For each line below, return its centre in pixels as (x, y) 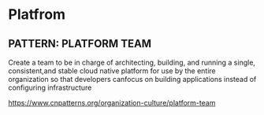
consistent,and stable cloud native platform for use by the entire (112, 71)
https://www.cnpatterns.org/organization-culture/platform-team (112, 103)
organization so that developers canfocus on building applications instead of (132, 79)
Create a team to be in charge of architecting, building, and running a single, (132, 62)
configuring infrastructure (50, 87)
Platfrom (37, 15)
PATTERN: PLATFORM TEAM (80, 44)
